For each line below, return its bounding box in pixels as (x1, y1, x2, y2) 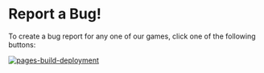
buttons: (8, 39, 36, 49)
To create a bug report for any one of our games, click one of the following (8, 31, 256, 41)
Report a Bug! (8, 5, 102, 23)
